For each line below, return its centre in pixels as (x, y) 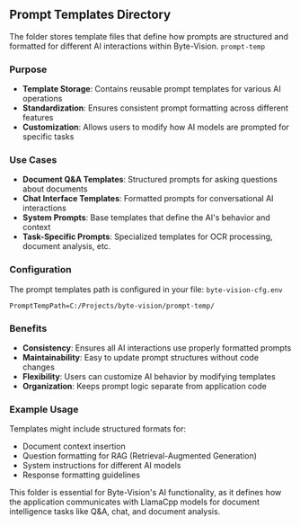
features (38, 118)
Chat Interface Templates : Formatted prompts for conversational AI (148, 199)
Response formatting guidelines (81, 475)
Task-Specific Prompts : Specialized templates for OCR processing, (147, 236)
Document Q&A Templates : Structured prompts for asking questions (150, 180)
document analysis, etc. (66, 246)
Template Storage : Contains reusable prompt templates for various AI (151, 89)
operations (42, 99)
